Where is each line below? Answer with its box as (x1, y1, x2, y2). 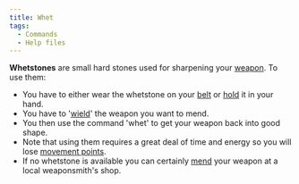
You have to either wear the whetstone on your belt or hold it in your (21, 89, 274, 100)
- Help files (17, 38, 66, 47)
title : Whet (9, 13, 54, 22)
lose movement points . (21, 146, 107, 157)
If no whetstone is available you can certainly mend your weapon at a (21, 155, 278, 166)
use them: (9, 72, 47, 83)
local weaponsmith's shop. (21, 165, 122, 176)
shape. (21, 127, 48, 138)
